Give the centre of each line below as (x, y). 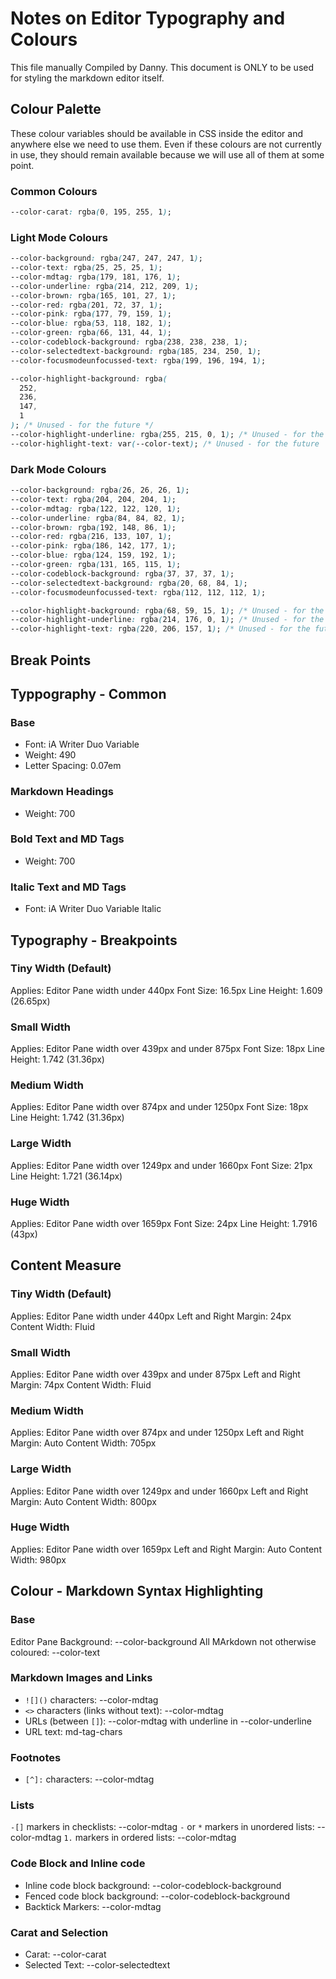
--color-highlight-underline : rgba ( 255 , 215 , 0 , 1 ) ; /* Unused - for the (167, 434)
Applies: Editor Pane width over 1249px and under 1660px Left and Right (159, 1491)
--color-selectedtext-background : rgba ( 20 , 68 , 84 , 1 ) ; (129, 583)
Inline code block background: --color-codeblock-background (153, 1885)
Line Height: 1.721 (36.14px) (66, 1176)
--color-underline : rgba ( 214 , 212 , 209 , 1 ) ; (104, 286)
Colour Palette (56, 109)
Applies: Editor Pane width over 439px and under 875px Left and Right (155, 1374)
